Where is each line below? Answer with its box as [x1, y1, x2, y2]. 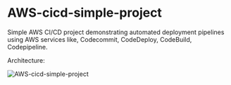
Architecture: [7, 56, 46, 64]
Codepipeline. [7, 42, 48, 51]
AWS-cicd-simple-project [7, 5, 162, 21]
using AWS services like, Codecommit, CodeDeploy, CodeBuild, [7, 35, 192, 43]
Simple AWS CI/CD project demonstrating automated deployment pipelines [7, 28, 225, 36]
